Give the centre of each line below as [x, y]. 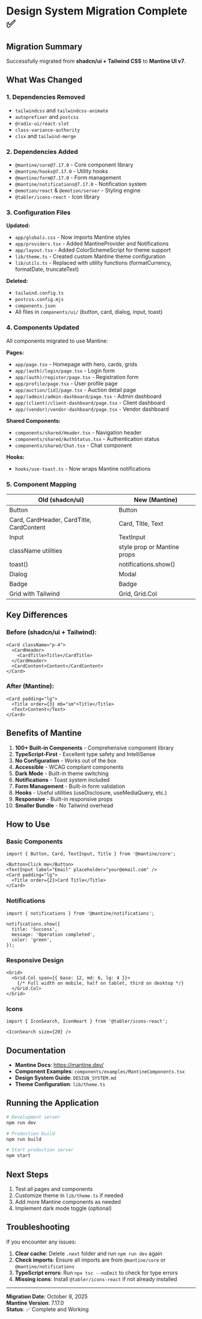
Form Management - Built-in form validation [70, 786]
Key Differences [37, 615]
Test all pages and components [54, 1189]
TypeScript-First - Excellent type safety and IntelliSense [85, 754]
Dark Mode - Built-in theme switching [62, 773]
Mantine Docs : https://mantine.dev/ [59, 1065]
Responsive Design [35, 960]
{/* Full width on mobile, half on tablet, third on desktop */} [101, 983]
